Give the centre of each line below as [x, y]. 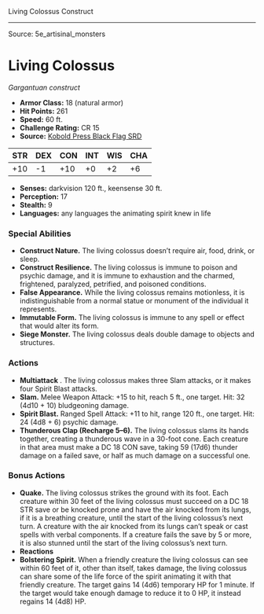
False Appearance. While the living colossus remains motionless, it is [132, 292]
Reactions [36, 551]
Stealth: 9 [36, 204]
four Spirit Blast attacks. [59, 388]
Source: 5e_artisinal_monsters [57, 34]
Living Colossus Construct [51, 11]
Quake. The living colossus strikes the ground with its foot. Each [124, 493]
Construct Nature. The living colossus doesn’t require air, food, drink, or [137, 251]
